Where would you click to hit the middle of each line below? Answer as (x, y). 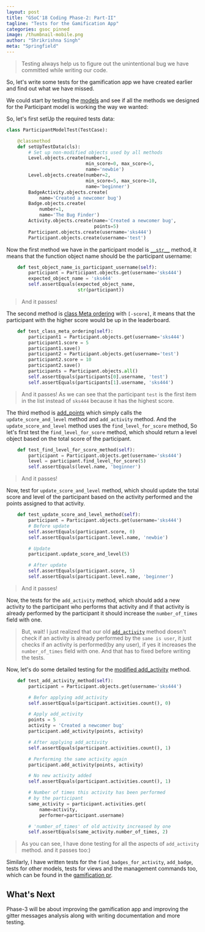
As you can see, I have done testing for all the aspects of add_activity (110, 844)
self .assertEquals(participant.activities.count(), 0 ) (100, 703)
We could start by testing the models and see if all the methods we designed (103, 100)
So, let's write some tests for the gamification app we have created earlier (99, 82)
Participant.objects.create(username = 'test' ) (88, 238)
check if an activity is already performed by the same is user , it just (106, 638)
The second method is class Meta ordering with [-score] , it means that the (101, 314)
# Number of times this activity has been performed (97, 793)
